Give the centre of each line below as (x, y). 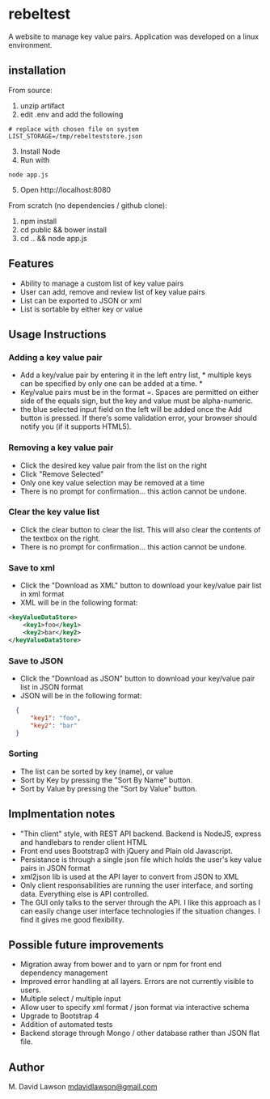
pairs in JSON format (55, 868)
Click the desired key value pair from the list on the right (114, 465)
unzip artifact (42, 105)
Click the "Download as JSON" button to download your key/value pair (137, 678)
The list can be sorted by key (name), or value (97, 771)
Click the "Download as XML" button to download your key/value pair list (141, 586)
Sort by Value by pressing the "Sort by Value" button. (109, 788)
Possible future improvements (86, 945)
